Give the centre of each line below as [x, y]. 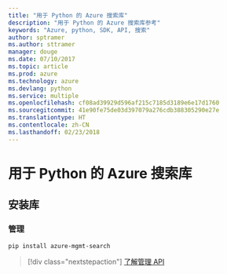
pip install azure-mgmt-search [59, 246]
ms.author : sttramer [42, 45]
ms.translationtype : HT [47, 118]
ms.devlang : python [40, 88]
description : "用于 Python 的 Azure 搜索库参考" [84, 23]
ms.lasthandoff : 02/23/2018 [54, 132]
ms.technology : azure [44, 81]
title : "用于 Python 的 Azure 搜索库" [68, 15]
